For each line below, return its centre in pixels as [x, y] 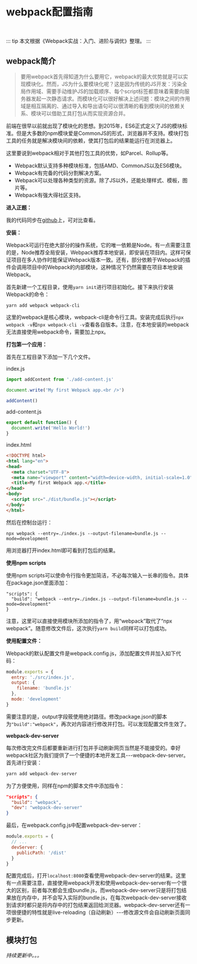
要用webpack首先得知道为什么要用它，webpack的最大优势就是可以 [102, 77]
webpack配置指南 [50, 12]
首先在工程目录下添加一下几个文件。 [50, 357]
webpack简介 [31, 62]
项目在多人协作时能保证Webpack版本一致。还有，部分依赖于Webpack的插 [101, 260]
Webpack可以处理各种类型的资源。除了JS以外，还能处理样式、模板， [98, 180]
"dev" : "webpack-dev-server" [47, 808]
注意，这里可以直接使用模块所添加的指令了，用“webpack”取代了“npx [89, 621]
